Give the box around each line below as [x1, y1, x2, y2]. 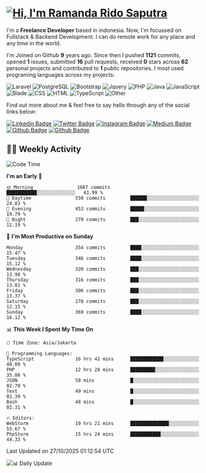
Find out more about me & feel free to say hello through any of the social [6, 101, 190, 109]
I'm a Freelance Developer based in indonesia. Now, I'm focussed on [6, 26, 182, 34]
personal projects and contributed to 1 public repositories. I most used [6, 64, 184, 72]
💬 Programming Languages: [6, 350, 73, 356]
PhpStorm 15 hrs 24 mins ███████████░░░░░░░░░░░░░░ [6, 431, 200, 437]
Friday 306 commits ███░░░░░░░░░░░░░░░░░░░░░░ [6, 287, 200, 294]
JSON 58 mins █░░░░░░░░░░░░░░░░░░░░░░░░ [6, 377, 200, 383]
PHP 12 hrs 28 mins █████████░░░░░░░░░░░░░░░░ [6, 366, 200, 373]
